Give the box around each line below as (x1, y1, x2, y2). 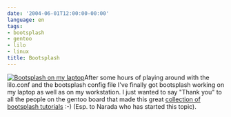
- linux (7, 49, 30, 55)
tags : (7, 23, 23, 29)
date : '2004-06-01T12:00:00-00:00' (7, 10, 110, 17)
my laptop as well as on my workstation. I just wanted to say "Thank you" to (7, 88, 223, 96)
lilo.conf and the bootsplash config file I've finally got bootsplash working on (7, 80, 225, 89)
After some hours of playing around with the (83, 73, 210, 81)
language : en (7, 16, 45, 23)
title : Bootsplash (7, 55, 60, 62)
